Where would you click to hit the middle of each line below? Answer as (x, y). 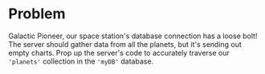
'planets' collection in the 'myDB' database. (81, 61)
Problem (37, 14)
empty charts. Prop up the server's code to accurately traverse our (119, 53)
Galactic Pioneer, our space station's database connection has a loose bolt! (133, 36)
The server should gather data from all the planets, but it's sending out (125, 44)
